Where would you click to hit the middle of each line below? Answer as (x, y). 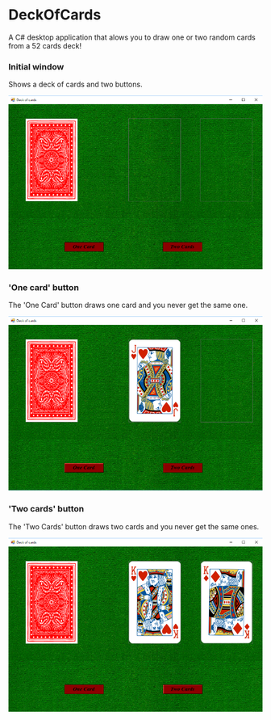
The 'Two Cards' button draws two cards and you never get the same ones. (134, 526)
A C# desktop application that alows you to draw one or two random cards (132, 37)
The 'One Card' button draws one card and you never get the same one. (128, 305)
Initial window (36, 66)
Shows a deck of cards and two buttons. (75, 84)
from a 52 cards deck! (45, 45)
